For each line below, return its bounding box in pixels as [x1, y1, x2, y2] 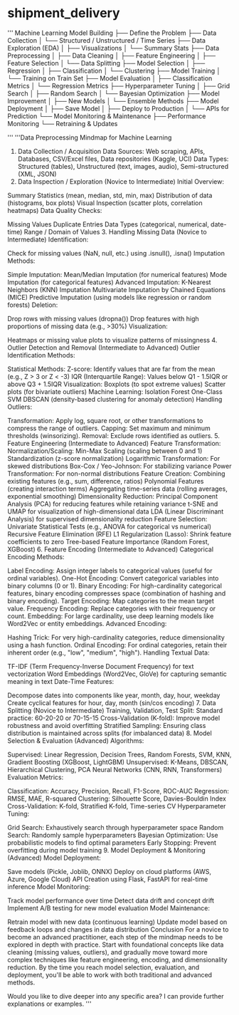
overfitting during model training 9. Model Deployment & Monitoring [7, 845, 206, 854]
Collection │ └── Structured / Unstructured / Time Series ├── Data [7, 36, 206, 44]
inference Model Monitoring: [7, 882, 91, 891]
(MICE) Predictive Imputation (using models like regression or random [7, 293, 212, 301]
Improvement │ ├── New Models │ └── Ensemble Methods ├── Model [7, 96, 219, 105]
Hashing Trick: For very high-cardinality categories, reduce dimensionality [7, 633, 225, 642]
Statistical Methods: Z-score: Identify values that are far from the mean [7, 365, 216, 373]
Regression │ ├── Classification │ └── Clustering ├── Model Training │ [7, 66, 221, 75]
